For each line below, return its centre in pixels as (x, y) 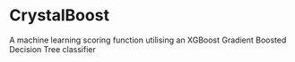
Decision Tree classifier (53, 49)
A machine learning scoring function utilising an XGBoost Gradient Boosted (148, 40)
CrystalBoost (60, 15)
